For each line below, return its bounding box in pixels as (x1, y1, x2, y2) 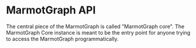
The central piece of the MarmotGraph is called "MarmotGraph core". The (6, 23, 185, 30)
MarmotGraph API (6, 4, 96, 17)
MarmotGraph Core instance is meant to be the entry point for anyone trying (6, 29, 191, 36)
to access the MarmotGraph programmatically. (6, 35, 119, 42)
